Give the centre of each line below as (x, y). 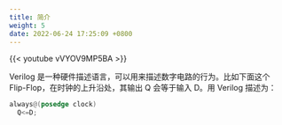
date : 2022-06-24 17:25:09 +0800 (71, 33)
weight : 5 (27, 26)
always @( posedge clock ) (53, 105)
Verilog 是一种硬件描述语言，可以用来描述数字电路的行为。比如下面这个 (140, 77)
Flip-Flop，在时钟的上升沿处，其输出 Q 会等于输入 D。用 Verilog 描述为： (143, 88)
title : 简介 (30, 17)
